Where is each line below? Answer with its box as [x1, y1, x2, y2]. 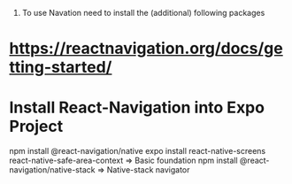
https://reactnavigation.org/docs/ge [9, 39, 283, 58]
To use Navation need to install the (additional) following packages [21, 8, 265, 18]
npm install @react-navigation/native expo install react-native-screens [9, 146, 266, 157]
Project [9, 117, 64, 136]
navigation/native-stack [9, 165, 96, 175]
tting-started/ [9, 57, 112, 78]
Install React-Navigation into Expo [9, 97, 265, 118]
